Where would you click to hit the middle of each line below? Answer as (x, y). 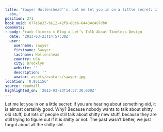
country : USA (27, 59)
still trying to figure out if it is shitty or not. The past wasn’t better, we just (78, 119)
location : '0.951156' (27, 81)
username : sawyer (31, 45)
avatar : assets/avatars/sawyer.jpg (50, 77)
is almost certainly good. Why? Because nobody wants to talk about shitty (79, 109)
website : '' (26, 68)
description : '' (30, 73)
